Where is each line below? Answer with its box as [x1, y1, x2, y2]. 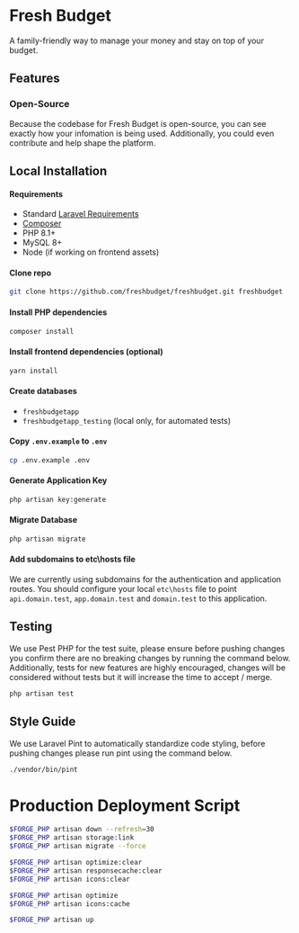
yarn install [9, 366, 58, 375]
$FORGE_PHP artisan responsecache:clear [9, 866, 163, 875]
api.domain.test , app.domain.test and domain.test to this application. [9, 593, 268, 604]
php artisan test [9, 689, 75, 698]
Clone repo [9, 267, 52, 278]
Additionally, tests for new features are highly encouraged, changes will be [9, 662, 286, 673]
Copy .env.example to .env [9, 435, 108, 446]
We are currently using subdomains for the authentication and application [9, 574, 281, 585]
